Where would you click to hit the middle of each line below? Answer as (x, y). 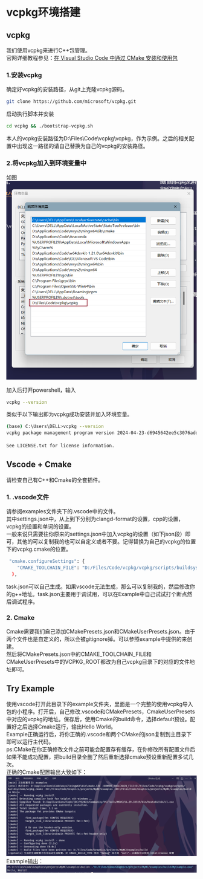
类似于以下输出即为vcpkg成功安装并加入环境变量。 (69, 414)
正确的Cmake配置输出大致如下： (47, 772)
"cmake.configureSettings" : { (47, 562)
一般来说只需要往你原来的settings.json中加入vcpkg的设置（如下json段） (96, 534)
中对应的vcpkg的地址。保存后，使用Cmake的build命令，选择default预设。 (98, 719)
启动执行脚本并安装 (30, 114)
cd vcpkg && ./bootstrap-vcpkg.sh (50, 126)
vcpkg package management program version (60, 433)
